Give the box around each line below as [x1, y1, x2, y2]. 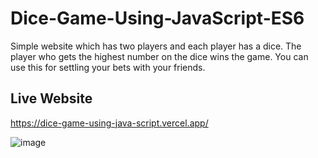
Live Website [10, 90, 93, 107]
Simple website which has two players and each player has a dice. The [10, 40, 302, 52]
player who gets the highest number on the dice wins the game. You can [10, 50, 309, 62]
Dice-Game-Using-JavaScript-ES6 [10, 7, 305, 30]
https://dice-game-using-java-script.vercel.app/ [10, 117, 209, 129]
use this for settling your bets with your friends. [10, 61, 206, 73]
